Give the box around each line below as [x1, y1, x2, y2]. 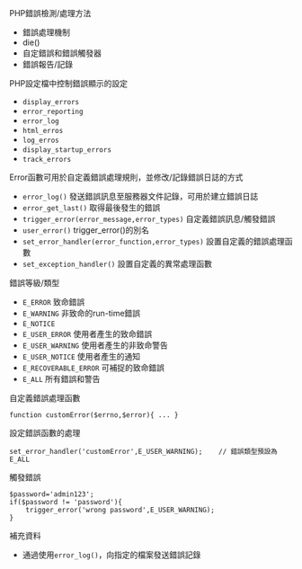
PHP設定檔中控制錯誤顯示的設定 [9, 78, 129, 88]
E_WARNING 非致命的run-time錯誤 [22, 308, 141, 318]
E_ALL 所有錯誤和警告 [22, 374, 101, 384]
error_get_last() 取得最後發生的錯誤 [22, 202, 161, 213]
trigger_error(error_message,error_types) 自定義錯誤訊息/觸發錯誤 [22, 214, 276, 224]
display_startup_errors [22, 146, 112, 155]
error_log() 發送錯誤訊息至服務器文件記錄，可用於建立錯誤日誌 [22, 191, 259, 201]
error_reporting [22, 107, 84, 116]
